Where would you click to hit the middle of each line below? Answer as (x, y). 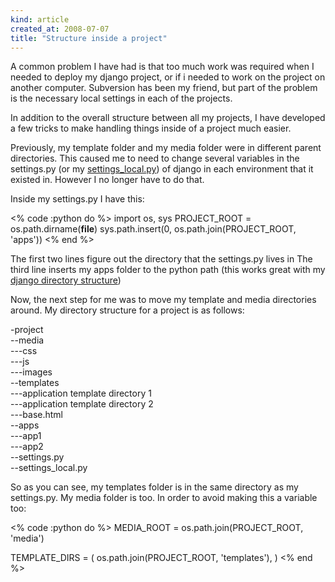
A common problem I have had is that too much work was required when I (162, 67)
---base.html (36, 415)
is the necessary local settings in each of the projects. (121, 98)
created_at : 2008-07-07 (60, 29)
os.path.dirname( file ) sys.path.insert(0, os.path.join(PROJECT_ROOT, (153, 229)
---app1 (26, 436)
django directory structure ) (66, 280)
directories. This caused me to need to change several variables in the (155, 158)
